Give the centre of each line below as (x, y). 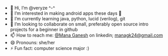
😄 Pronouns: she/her (32, 43)
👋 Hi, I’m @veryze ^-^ (32, 8)
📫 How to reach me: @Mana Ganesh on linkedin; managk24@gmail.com (86, 35)
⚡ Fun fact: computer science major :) (50, 48)
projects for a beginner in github (44, 30)
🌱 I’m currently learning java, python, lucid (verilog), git (68, 19)
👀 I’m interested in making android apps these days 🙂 (66, 13)
